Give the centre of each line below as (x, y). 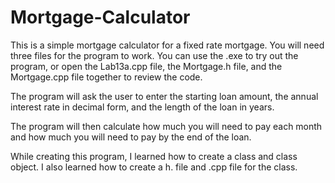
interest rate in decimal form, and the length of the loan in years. (142, 107)
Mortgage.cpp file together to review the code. (106, 77)
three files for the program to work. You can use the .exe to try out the (154, 55)
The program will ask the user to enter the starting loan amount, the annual (164, 96)
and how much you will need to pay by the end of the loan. (131, 137)
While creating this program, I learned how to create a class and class (154, 156)
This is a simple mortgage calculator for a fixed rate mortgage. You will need (167, 45)
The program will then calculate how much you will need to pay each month (166, 126)
